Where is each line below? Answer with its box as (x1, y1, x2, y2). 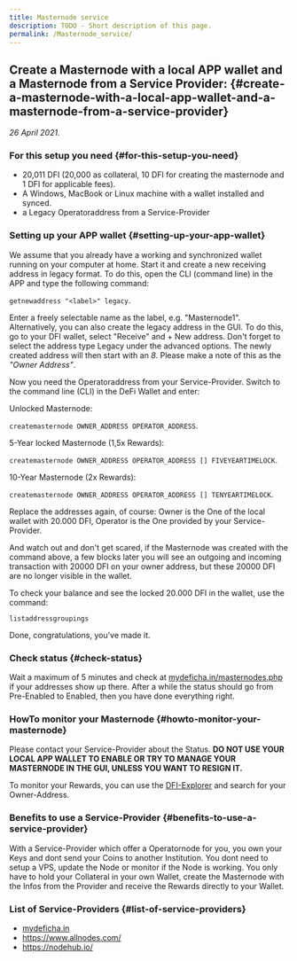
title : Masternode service (9, 12, 109, 22)
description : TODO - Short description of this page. (9, 21, 213, 30)
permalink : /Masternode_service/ (9, 29, 133, 38)
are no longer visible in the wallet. (9, 570, 133, 581)
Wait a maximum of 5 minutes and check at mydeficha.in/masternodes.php (9, 672, 284, 683)
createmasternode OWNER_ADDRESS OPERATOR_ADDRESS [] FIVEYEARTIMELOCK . (9, 454, 277, 465)
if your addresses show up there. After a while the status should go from (9, 682, 274, 692)
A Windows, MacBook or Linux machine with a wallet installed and (21, 188, 264, 199)
